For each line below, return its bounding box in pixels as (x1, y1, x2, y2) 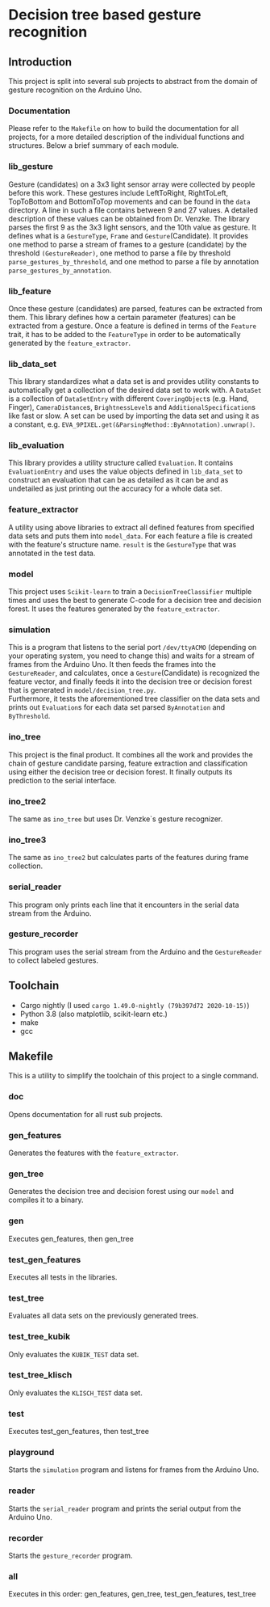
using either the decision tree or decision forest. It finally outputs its (8, 766, 233, 777)
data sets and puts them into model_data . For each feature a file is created (8, 531, 253, 541)
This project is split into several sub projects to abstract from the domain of (8, 77, 258, 86)
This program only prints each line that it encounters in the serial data (8, 900, 239, 909)
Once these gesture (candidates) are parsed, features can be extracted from (8, 303, 263, 313)
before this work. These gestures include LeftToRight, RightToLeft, (8, 188, 228, 197)
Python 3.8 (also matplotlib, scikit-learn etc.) (19, 1009, 168, 1019)
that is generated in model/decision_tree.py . (8, 685, 156, 695)
